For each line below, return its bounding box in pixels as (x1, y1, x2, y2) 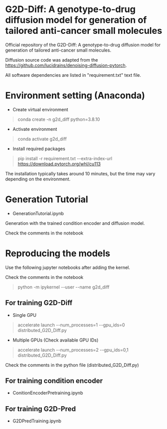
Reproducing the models (5, 248, 110, 259)
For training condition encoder (5, 376, 103, 385)
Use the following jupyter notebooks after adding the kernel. (5, 264, 130, 270)
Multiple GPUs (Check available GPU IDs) (12, 337, 98, 343)
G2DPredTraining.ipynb (12, 418, 62, 424)
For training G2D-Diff (5, 299, 73, 307)
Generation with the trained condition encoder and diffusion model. (5, 220, 145, 226)
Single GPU (12, 312, 37, 318)
